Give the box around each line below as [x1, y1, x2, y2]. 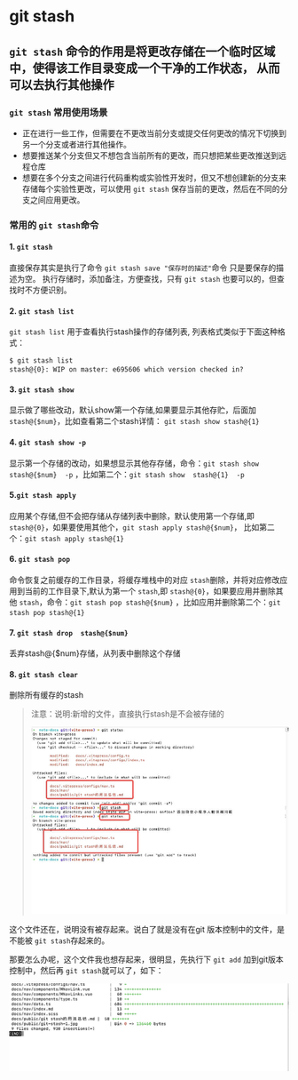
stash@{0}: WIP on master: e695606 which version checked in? [9, 365, 244, 374]
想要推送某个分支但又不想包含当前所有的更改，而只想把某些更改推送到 [21, 149, 279, 161]
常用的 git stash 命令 [9, 219, 99, 231]
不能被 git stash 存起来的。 [9, 935, 110, 946]
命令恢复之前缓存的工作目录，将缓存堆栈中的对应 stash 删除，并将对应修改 [9, 575, 280, 586]
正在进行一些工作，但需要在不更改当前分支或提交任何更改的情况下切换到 [21, 127, 286, 139]
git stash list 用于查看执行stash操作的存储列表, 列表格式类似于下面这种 [9, 326, 278, 337]
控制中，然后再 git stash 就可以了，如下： [9, 965, 164, 976]
